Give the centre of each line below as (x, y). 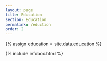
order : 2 (15, 29)
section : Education (26, 19)
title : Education (24, 15)
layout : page (19, 10)
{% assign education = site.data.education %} (53, 44)
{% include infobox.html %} (34, 54)
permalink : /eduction (28, 24)
